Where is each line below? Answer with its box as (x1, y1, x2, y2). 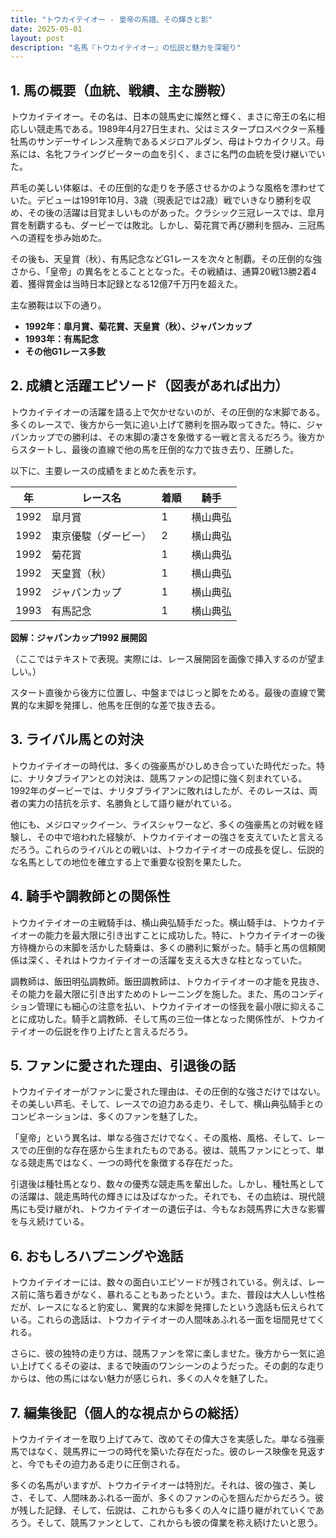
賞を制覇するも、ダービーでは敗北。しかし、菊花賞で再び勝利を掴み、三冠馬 (10, 219, 325, 231)
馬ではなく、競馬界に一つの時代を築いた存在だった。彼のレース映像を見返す (10, 1445, 326, 1457)
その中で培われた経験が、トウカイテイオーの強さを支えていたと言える (36, 831, 325, 843)
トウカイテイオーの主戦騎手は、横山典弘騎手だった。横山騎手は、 (10, 916, 282, 928)
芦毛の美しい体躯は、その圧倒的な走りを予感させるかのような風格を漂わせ (10, 182, 317, 194)
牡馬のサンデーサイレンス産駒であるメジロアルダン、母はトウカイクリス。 (10, 136, 317, 148)
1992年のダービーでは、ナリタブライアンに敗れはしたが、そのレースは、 (10, 784, 310, 796)
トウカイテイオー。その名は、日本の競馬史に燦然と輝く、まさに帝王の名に (10, 111, 317, 123)
